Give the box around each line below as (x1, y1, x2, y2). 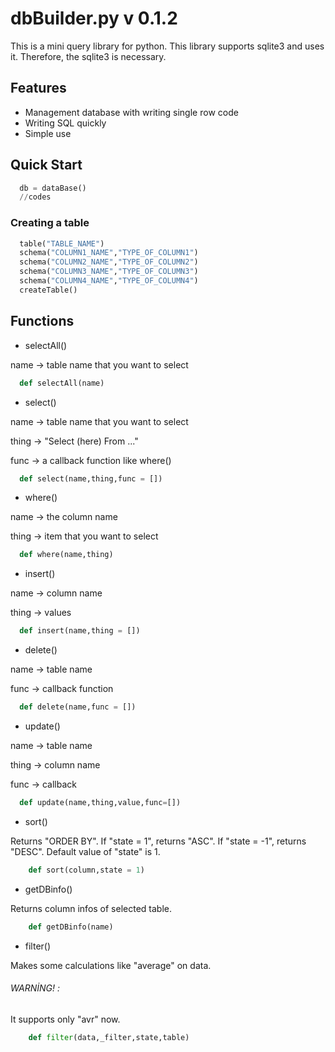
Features (10, 80, 67, 97)
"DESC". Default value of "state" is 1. (10, 845, 161, 857)
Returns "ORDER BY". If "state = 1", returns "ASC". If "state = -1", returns (10, 835, 307, 847)
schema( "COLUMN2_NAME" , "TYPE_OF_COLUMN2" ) (19, 257, 199, 267)
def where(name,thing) (19, 550, 114, 560)
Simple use (24, 127, 72, 139)
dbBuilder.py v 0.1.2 (10, 7, 178, 30)
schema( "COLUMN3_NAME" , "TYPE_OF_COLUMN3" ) (19, 267, 199, 277)
